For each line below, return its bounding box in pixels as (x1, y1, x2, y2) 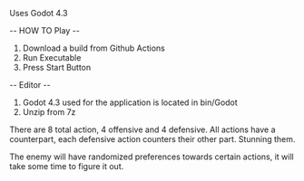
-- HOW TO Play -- (9, 25, 80, 35)
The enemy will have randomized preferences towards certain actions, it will (9, 151, 294, 162)
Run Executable (22, 52, 82, 62)
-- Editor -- (9, 80, 52, 90)
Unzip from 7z (22, 107, 76, 117)
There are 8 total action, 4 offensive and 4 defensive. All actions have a (9, 124, 276, 135)
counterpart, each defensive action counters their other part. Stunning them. (9, 134, 296, 144)
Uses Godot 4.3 (9, 8, 68, 18)
